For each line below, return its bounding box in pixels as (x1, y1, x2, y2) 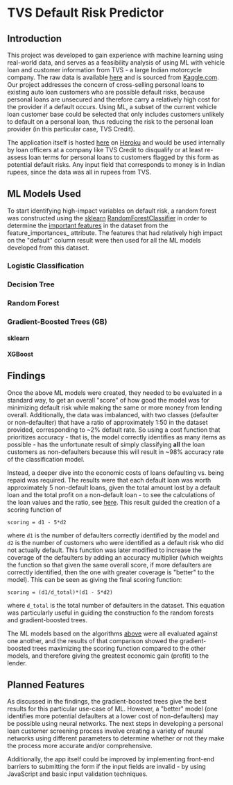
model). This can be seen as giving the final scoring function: (7, 575, 182, 583)
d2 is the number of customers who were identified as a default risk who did (7, 538, 224, 547)
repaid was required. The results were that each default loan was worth (7, 476, 212, 484)
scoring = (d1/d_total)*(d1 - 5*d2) (7, 589, 113, 596)
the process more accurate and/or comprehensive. (7, 742, 153, 750)
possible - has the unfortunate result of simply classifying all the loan (7, 440, 205, 448)
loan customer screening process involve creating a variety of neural (7, 727, 204, 735)
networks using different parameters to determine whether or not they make (7, 734, 225, 743)
